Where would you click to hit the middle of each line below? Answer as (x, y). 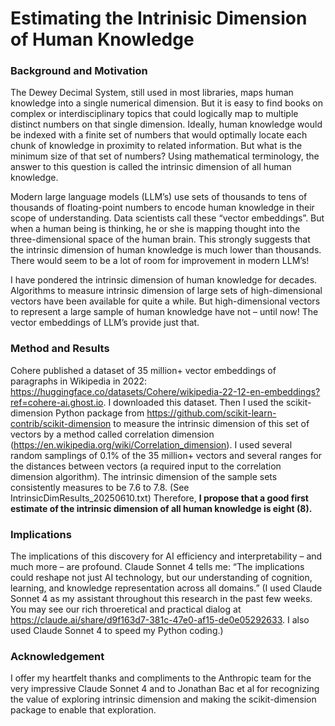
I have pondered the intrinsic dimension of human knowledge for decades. (164, 280)
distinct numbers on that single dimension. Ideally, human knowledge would (166, 124)
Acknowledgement (57, 656)
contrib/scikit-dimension (61, 423)
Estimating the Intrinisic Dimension (159, 18)
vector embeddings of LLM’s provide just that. (105, 323)
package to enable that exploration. (83, 710)
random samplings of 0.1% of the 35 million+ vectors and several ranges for (166, 455)
